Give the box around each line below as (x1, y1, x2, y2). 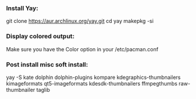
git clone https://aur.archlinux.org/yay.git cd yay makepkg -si (6, 18, 154, 25)
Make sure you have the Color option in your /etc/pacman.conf (6, 45, 159, 52)
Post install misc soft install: (6, 60, 88, 68)
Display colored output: (6, 32, 75, 41)
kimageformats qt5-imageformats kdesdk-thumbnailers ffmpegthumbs (6, 80, 178, 87)
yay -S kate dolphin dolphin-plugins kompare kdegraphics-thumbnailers (6, 74, 181, 81)
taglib (36, 86, 50, 93)
